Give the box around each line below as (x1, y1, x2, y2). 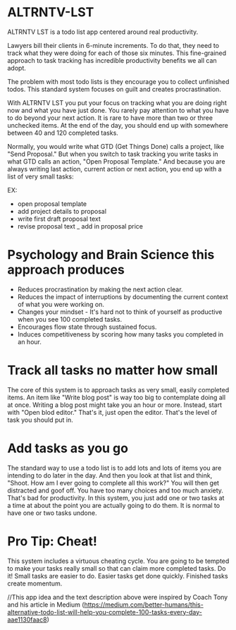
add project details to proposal (17, 207, 107, 215)
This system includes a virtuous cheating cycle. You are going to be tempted (7, 557, 230, 565)
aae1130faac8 (7, 615, 47, 624)
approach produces (7, 262, 125, 278)
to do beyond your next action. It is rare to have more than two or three (7, 114, 213, 122)
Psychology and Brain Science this (7, 247, 215, 263)
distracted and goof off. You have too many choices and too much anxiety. (7, 486, 224, 495)
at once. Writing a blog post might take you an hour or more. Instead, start (7, 400, 223, 409)
